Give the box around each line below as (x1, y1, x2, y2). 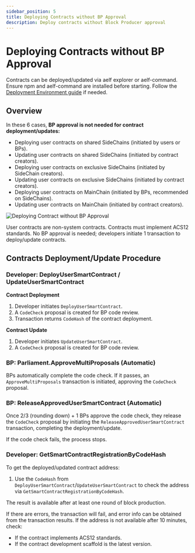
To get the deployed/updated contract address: (6, 463, 120, 471)
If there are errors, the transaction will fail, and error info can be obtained (6, 510, 182, 517)
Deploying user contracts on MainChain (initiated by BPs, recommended (14, 188, 189, 196)
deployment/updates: (6, 128, 60, 135)
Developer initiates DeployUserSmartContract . (14, 303, 123, 310)
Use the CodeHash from (14, 475, 69, 482)
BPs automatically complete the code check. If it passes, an (6, 372, 150, 379)
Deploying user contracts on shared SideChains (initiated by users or (14, 139, 180, 146)
